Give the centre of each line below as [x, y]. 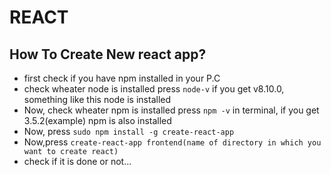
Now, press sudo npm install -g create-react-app [129, 131]
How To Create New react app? [108, 54]
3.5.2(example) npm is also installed [97, 120]
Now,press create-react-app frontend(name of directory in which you [172, 142]
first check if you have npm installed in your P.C [122, 78]
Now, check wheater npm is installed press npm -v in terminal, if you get [171, 110]
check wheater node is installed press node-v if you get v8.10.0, [154, 89]
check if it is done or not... [77, 161]
